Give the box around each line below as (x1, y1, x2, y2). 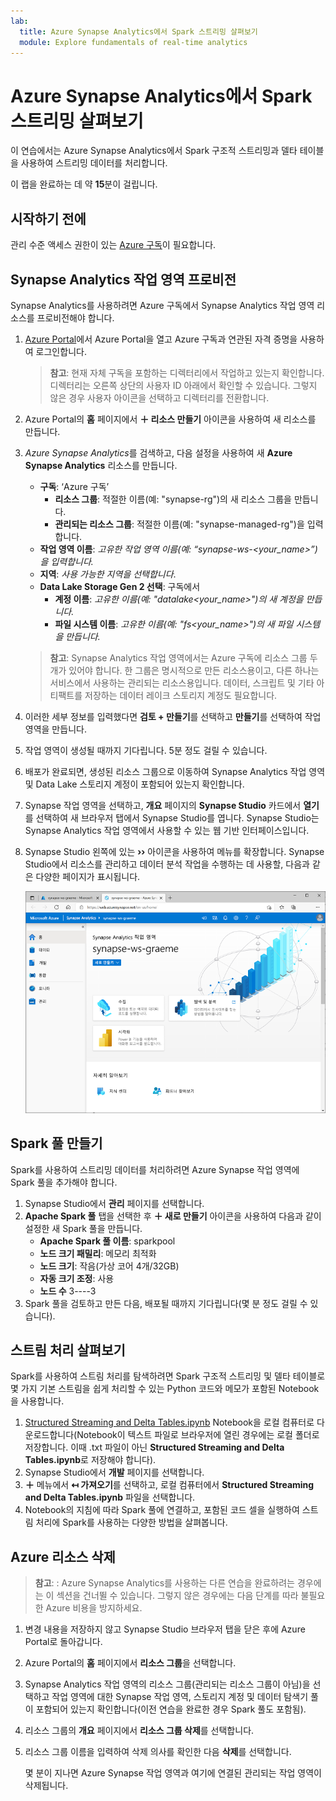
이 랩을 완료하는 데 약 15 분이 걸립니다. (10, 178, 158, 190)
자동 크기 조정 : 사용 (39, 1272, 115, 1284)
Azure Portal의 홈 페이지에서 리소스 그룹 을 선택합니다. (24, 1657, 237, 1669)
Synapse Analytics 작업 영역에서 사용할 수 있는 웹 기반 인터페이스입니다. (24, 824, 310, 836)
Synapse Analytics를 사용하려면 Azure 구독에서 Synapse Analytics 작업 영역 (10, 299, 315, 311)
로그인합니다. (35, 345, 87, 357)
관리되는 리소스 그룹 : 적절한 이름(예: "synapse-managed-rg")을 (54, 518, 305, 530)
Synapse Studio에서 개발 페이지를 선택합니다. (24, 1466, 205, 1479)
